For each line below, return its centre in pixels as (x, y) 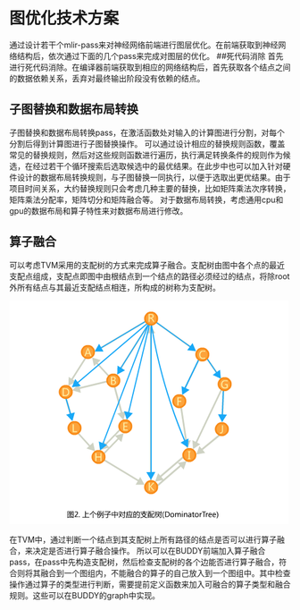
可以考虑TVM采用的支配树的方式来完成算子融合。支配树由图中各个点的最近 (147, 265)
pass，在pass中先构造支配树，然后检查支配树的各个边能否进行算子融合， (144, 562)
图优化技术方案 (64, 18)
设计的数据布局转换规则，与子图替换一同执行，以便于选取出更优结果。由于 (154, 177)
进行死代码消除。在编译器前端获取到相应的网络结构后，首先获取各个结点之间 (150, 67)
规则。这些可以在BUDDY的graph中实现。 (85, 595)
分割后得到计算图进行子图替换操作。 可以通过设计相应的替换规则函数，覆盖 (147, 143)
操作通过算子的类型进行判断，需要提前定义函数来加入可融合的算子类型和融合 (150, 584)
